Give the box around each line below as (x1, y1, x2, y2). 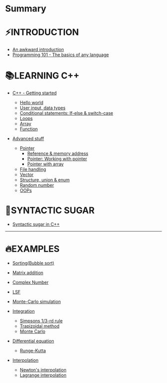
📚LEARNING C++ (5, 70, 80, 81)
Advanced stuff (12, 136, 44, 142)
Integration (12, 308, 35, 314)
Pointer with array (27, 161, 64, 167)
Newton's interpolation (19, 367, 67, 373)
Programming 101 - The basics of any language (12, 52, 109, 58)
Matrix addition (12, 269, 44, 276)
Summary (5, 3, 46, 14)
